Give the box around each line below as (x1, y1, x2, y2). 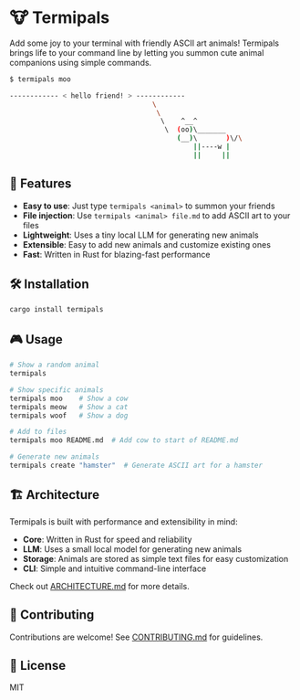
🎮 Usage (9, 332, 63, 347)
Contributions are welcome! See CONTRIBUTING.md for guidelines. (9, 631, 264, 642)
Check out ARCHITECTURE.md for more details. (9, 580, 190, 591)
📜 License (9, 657, 67, 673)
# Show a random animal (9, 360, 100, 370)
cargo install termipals (9, 305, 104, 314)
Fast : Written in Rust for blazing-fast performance (22, 249, 211, 260)
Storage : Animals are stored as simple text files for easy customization (22, 553, 289, 564)
